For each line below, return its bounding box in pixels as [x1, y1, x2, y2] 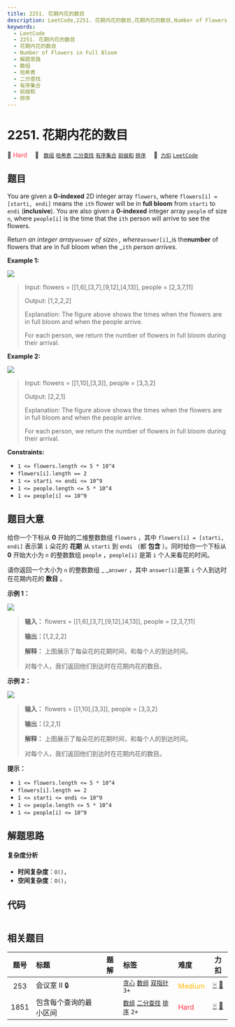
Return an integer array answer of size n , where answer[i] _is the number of [7, 235, 219, 244]
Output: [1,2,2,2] [24, 296, 72, 305]
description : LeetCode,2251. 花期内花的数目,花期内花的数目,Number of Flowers [7, 17, 227, 24]
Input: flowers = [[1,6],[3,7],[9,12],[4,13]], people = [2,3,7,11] [24, 283, 194, 291]
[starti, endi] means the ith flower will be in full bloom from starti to [7, 199, 215, 207]
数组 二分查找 [122, 999, 161, 1007]
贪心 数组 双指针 [122, 979, 169, 987]
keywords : [7, 23, 36, 30]
